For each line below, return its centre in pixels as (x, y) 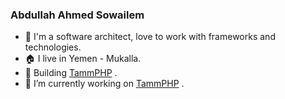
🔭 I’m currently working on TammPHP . (104, 84)
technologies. (53, 47)
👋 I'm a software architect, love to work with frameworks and (150, 37)
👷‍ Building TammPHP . (71, 73)
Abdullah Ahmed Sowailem (77, 15)
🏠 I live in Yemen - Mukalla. (83, 59)
